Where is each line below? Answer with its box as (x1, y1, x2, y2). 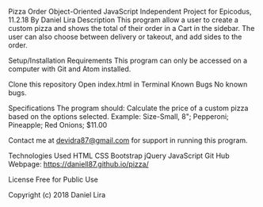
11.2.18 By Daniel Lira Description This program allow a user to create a (8, 15, 239, 25)
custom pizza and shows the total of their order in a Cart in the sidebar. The (8, 24, 255, 33)
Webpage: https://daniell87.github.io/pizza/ (8, 159, 149, 169)
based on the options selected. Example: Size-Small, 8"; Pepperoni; (8, 112, 230, 121)
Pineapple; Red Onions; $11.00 (8, 121, 108, 129)
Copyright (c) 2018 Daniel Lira (8, 190, 106, 199)
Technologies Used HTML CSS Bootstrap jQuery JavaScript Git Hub (8, 151, 230, 160)
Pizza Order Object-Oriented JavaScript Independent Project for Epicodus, (8, 7, 252, 16)
